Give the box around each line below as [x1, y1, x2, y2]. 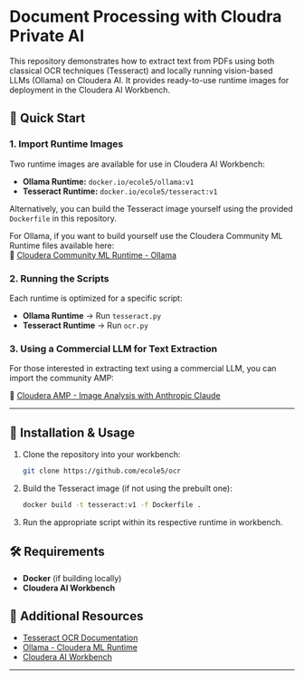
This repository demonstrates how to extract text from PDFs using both [9, 55, 275, 66]
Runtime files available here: [9, 240, 115, 251]
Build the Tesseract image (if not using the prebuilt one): [22, 483, 233, 493]
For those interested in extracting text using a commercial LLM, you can [9, 363, 277, 374]
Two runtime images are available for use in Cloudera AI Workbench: [9, 158, 265, 169]
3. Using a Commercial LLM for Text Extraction [9, 342, 218, 355]
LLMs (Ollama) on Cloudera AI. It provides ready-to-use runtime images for [9, 74, 290, 85]
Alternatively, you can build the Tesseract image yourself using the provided [9, 203, 294, 214]
